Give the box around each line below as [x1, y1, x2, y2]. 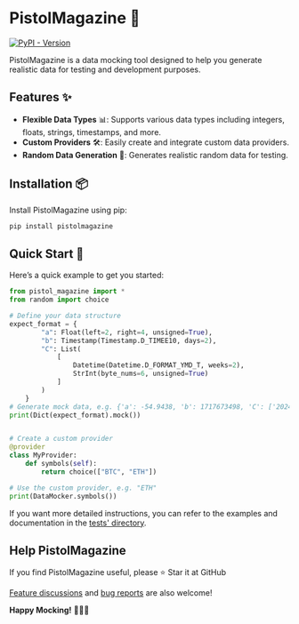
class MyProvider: [9, 451, 77, 460]
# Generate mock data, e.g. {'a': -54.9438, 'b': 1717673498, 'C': [9, 402, 265, 412]
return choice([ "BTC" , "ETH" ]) [41, 467, 158, 476]
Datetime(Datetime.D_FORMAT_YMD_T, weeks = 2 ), [72, 361, 245, 370]
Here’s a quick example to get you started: [9, 270, 165, 281]
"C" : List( [41, 344, 82, 354]
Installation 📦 [9, 177, 89, 192]
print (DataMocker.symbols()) [9, 492, 117, 500]
